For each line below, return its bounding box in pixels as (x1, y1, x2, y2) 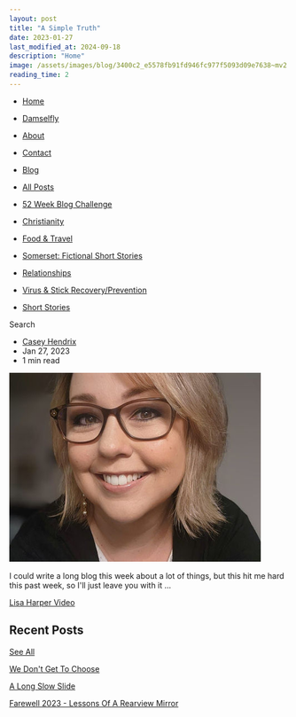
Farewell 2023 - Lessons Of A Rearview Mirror (9, 698, 179, 708)
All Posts (21, 182, 55, 192)
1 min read (21, 355, 60, 365)
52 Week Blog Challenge (21, 199, 113, 209)
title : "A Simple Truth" (9, 23, 101, 33)
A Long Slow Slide (9, 681, 76, 691)
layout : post (9, 14, 58, 23)
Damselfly (21, 113, 59, 123)
